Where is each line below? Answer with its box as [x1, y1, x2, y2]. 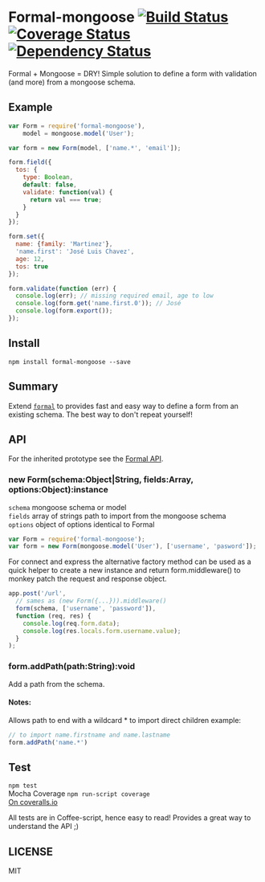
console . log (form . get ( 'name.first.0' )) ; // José [15, 300, 181, 308]
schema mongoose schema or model [8, 502, 127, 512]
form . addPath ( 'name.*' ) [8, 738, 88, 746]
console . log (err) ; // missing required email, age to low [15, 292, 214, 300]
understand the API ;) [8, 822, 79, 831]
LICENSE [8, 844, 54, 859]
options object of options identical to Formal [8, 519, 155, 529]
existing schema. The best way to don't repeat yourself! [8, 410, 193, 419]
